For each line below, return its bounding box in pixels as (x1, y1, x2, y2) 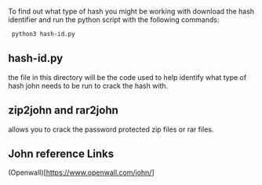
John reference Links (8, 147, 115, 160)
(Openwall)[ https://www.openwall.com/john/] (8, 168, 155, 177)
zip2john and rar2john (8, 103, 119, 117)
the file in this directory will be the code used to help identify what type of (8, 72, 247, 82)
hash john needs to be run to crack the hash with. (8, 81, 169, 90)
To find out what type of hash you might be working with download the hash (8, 7, 255, 16)
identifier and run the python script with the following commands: (8, 15, 220, 24)
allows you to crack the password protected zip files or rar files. (8, 125, 214, 134)
